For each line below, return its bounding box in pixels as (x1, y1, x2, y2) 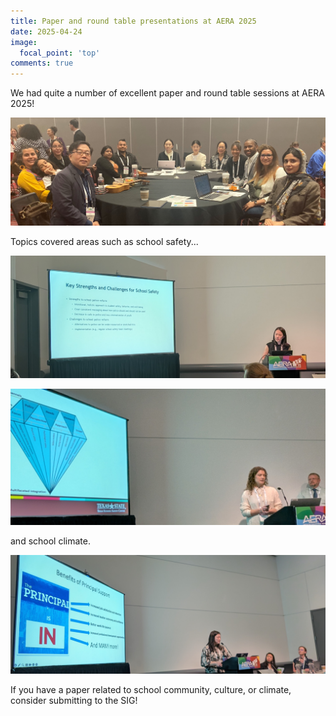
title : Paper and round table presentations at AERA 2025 (10, 16, 257, 26)
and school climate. (10, 535, 91, 547)
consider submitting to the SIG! (10, 695, 138, 707)
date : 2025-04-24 (10, 26, 83, 37)
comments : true (10, 58, 74, 69)
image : (10, 37, 38, 47)
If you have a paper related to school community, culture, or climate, (10, 684, 292, 696)
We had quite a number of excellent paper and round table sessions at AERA (10, 87, 325, 99)
